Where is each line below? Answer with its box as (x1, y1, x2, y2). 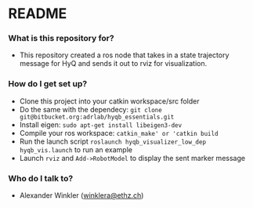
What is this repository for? (8, 33, 115, 44)
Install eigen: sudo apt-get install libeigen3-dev (19, 119, 183, 130)
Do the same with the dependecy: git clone (19, 104, 162, 114)
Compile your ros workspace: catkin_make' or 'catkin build (19, 128, 219, 137)
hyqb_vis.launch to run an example (19, 144, 133, 154)
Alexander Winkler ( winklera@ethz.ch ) (19, 191, 144, 200)
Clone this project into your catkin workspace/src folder (19, 96, 200, 106)
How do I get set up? (8, 78, 88, 89)
